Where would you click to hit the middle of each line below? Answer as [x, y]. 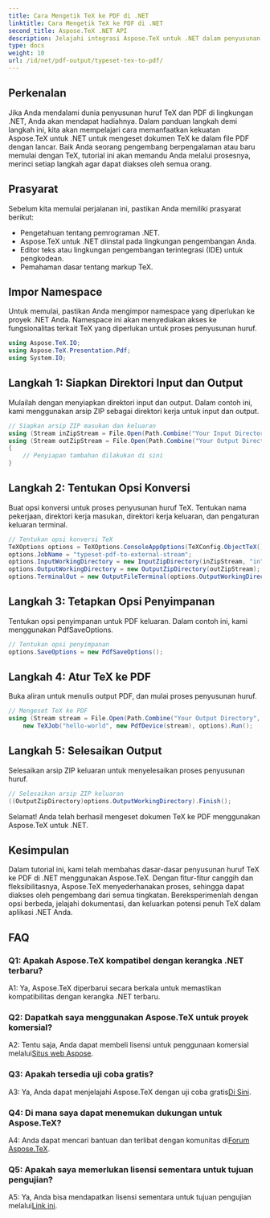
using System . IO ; [37, 359]
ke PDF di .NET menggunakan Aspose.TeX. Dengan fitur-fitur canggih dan [131, 878]
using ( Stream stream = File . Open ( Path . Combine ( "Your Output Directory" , [135, 719]
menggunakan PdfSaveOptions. [61, 630]
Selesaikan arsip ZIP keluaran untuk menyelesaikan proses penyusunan [127, 770]
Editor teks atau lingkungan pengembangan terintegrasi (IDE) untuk [131, 249]
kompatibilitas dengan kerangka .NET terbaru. [84, 997]
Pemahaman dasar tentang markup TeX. [86, 267]
